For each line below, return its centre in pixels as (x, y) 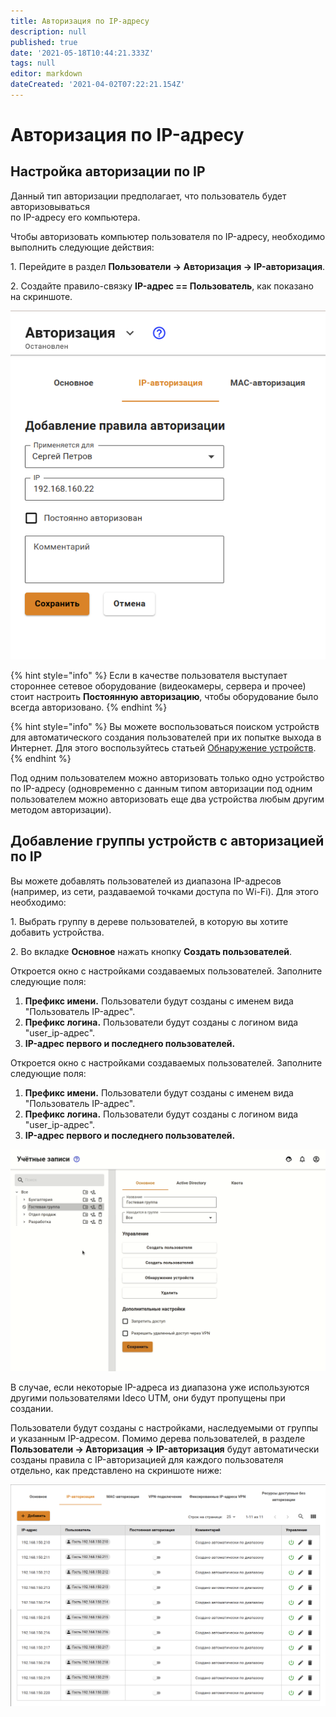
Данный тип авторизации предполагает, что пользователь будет (148, 196)
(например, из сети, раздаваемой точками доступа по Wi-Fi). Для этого (164, 891)
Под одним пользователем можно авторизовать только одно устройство (167, 777)
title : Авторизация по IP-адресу (80, 21)
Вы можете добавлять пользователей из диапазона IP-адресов (146, 881)
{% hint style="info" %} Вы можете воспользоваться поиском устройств (165, 726)
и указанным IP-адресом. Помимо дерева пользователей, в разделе (158, 1438)
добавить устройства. (57, 932)
